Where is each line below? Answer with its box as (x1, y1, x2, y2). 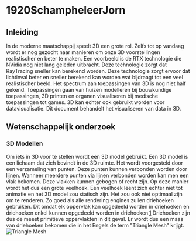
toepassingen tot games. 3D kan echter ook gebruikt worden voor (6, 99, 165, 106)
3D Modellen (6, 139, 43, 148)
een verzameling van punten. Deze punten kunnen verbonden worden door (6, 165, 188, 172)
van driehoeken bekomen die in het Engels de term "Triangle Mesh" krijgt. (6, 222, 184, 229)
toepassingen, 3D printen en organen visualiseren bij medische (6, 92, 159, 99)
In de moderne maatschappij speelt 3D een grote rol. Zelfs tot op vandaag (6, 42, 184, 49)
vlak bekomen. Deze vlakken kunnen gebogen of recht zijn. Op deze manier (6, 178, 189, 185)
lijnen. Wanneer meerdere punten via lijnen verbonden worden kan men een (6, 172, 189, 179)
